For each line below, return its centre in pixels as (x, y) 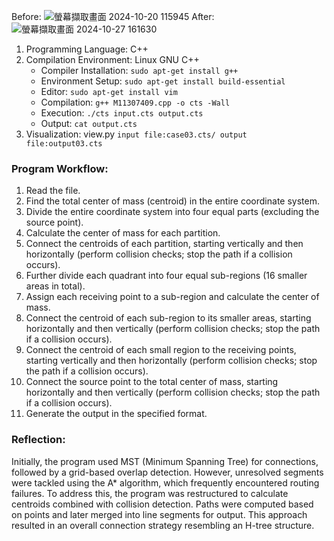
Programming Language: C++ (87, 49)
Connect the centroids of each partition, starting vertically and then (164, 244)
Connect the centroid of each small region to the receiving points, (161, 350)
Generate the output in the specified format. (116, 414)
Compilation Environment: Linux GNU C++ (112, 59)
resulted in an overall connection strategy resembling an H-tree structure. (163, 525)
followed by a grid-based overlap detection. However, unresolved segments (167, 472)
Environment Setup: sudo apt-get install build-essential (163, 81)
